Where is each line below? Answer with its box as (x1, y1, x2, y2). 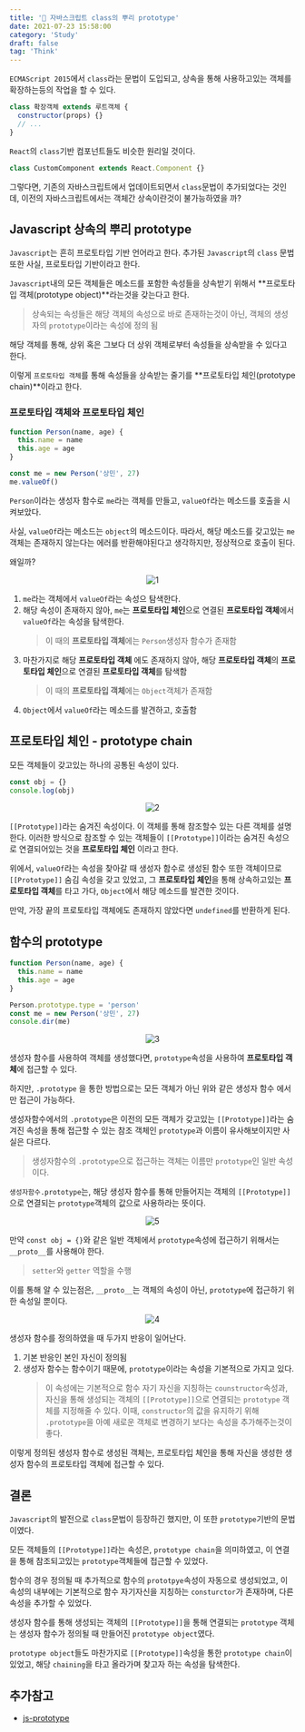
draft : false (9, 38, 59, 48)
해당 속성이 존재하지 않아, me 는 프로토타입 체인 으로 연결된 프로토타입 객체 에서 (22, 605, 295, 615)
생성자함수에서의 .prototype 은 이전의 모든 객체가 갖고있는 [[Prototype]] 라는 (9, 1114, 285, 1125)
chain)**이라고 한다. (9, 381, 83, 392)
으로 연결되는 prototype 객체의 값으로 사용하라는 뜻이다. (9, 1197, 206, 1208)
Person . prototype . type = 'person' (9, 1000, 141, 1009)
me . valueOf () (9, 477, 59, 487)
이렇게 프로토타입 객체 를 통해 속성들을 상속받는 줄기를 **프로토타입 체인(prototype (9, 369, 296, 381)
